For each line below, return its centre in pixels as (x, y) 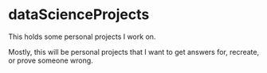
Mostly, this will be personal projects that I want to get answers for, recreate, (134, 52)
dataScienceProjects (79, 15)
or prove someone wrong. (51, 60)
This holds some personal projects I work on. (82, 36)
